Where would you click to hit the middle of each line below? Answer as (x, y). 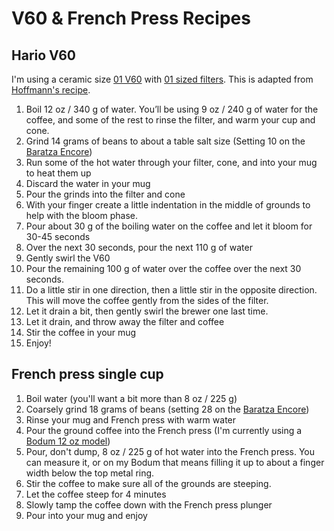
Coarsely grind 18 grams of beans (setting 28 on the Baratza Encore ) (167, 409)
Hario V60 (44, 55)
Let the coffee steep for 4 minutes (96, 494)
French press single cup (87, 374)
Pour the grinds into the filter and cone (105, 194)
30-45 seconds (58, 236)
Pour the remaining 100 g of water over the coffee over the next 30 (163, 268)
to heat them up (58, 173)
